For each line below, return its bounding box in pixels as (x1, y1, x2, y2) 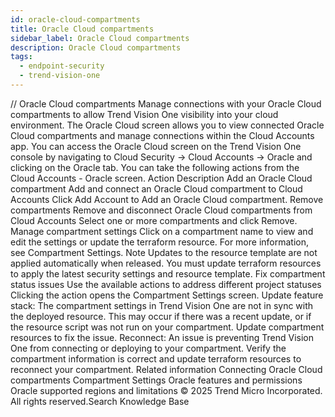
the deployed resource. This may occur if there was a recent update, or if (10, 310, 312, 322)
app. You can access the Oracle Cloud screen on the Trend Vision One (10, 140, 302, 152)
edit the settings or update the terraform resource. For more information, (10, 236, 310, 248)
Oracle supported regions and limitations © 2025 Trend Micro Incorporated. (10, 384, 323, 396)
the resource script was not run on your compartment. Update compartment (10, 321, 325, 333)
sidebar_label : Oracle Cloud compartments (10, 33, 190, 43)
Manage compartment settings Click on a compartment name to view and (10, 225, 314, 237)
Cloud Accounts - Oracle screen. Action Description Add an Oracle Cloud (10, 172, 313, 184)
